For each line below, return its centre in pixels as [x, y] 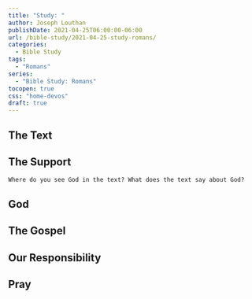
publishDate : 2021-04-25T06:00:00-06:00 [76, 30]
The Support [40, 162]
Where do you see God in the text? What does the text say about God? [126, 180]
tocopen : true [31, 89]
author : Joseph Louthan [47, 23]
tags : [17, 60]
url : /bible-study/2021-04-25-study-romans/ [82, 37]
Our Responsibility [55, 258]
